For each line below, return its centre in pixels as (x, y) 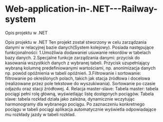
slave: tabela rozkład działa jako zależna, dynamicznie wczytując (70, 99)
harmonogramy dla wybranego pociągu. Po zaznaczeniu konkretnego (75, 104)
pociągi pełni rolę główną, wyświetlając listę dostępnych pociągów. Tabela (80, 94)
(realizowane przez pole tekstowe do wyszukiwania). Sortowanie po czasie (80, 83)
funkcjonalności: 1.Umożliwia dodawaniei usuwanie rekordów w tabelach (78, 52)
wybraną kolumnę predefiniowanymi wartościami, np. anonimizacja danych (80, 68)
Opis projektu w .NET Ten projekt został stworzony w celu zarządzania (76, 42)
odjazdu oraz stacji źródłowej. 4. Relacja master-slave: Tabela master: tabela (82, 88)
